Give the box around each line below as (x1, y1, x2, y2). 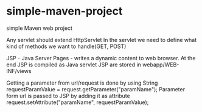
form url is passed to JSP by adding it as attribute (6, 92, 130, 99)
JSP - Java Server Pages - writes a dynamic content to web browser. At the (6, 54, 196, 61)
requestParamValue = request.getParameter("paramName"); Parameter (6, 85, 186, 93)
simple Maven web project (6, 24, 73, 32)
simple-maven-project (6, 4, 123, 18)
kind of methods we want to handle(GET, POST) (6, 43, 127, 50)
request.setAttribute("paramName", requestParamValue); (6, 99, 149, 106)
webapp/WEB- (142, 61, 179, 68)
